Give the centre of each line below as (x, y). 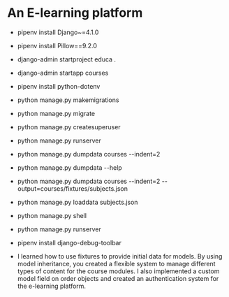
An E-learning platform (75, 13)
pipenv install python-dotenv (59, 86)
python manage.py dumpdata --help (69, 167)
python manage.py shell (52, 215)
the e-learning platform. (51, 286)
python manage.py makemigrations (68, 100)
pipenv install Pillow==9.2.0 (57, 45)
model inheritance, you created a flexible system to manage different (116, 263)
